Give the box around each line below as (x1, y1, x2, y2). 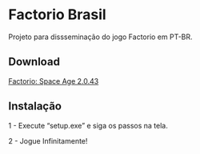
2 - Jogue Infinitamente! (8, 136, 88, 145)
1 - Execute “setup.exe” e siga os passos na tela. (8, 120, 168, 130)
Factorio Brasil (8, 6, 106, 24)
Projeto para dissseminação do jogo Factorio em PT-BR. (8, 32, 194, 41)
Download (8, 55, 60, 69)
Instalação (8, 100, 62, 113)
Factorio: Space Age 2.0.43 (8, 76, 99, 85)
